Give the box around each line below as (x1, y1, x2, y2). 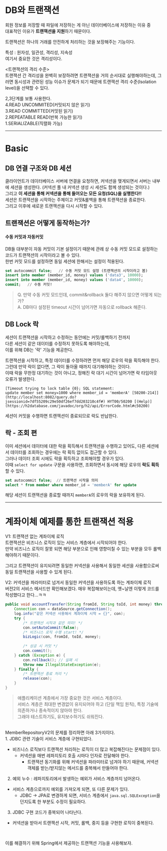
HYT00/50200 (107, 399, 133, 404)
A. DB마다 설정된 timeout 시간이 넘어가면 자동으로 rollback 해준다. (17, 304, 147, 310)
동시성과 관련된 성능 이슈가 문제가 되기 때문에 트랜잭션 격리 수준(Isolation (14, 78, 157, 85)
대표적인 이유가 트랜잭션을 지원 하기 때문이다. (5, 28, 91, 34)
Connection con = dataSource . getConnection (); (14, 606, 112, 612)
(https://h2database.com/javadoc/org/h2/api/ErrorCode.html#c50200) (5, 403, 150, 409)
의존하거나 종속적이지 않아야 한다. (17, 707, 83, 713)
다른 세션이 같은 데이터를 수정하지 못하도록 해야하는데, (5, 340, 110, 346)
